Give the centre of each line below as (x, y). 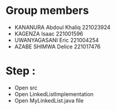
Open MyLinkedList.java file (49, 100)
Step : (21, 71)
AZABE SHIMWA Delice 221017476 (57, 47)
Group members (47, 11)
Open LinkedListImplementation (54, 94)
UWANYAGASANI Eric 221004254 (56, 40)
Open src (26, 88)
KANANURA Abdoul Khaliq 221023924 (63, 27)
